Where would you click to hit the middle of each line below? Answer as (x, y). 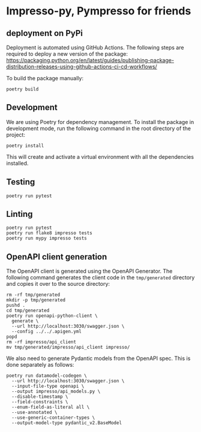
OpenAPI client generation (57, 257)
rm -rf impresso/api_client (41, 342)
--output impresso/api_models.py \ (56, 392)
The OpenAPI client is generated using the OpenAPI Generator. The (89, 271)
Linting (19, 214)
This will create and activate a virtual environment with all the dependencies (100, 156)
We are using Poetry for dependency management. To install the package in (100, 122)
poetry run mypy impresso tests (46, 238)
